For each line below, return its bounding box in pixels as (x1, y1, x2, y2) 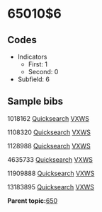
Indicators (17, 52, 47, 61)
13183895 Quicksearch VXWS (7, 182, 94, 191)
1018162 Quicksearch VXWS (7, 114, 90, 122)
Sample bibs (7, 95, 64, 107)
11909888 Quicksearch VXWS (7, 169, 95, 177)
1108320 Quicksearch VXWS (7, 128, 91, 136)
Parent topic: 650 (7, 196, 58, 205)
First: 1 (28, 60, 48, 69)
